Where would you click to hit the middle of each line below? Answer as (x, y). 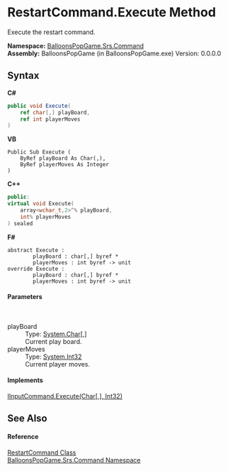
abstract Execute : (36, 250)
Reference (23, 437)
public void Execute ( (39, 106)
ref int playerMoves (50, 119)
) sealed (20, 223)
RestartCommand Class (42, 453)
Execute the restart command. (51, 32)
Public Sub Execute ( (39, 152)
